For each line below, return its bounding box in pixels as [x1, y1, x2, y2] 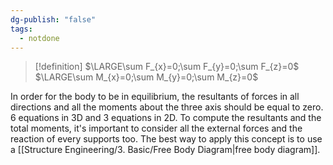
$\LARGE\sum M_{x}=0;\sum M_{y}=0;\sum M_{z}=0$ [34, 71, 259, 83]
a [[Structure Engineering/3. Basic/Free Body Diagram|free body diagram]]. [10, 144, 321, 156]
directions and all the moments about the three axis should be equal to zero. [10, 101, 324, 113]
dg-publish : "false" [10, 14, 97, 25]
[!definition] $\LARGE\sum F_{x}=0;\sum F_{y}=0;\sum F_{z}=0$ [34, 61, 300, 73]
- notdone [19, 33, 60, 43]
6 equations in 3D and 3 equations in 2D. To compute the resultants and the [10, 112, 322, 124]
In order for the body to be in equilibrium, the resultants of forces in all [10, 91, 300, 103]
